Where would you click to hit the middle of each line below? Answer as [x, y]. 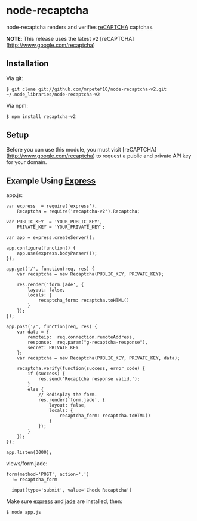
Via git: [15, 78]
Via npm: [17, 105]
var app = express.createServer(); [50, 238]
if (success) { [47, 374]
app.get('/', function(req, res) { [50, 269]
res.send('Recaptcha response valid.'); [89, 379]
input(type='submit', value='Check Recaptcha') [72, 490]
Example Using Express [51, 181]
